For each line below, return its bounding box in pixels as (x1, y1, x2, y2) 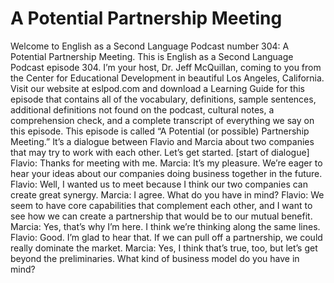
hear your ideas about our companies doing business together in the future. (10, 167, 323, 179)
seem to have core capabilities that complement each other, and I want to (10, 199, 313, 211)
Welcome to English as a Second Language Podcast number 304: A (10, 40, 290, 52)
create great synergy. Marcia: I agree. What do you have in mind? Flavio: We (10, 188, 325, 201)
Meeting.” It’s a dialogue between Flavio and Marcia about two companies (10, 135, 315, 147)
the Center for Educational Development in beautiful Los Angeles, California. (10, 72, 325, 84)
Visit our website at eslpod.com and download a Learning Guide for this (10, 82, 305, 94)
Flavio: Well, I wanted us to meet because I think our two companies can (10, 178, 309, 190)
